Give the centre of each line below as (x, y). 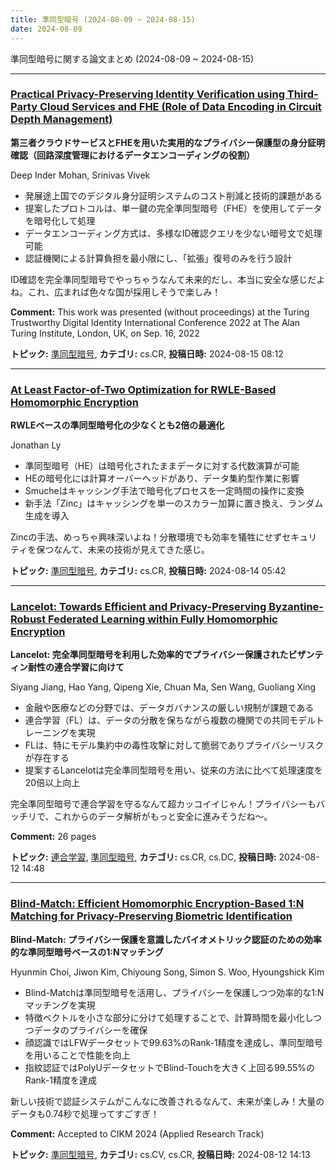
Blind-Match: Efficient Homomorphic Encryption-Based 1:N (157, 904)
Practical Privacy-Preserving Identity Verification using (147, 94)
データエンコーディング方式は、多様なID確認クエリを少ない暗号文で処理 (173, 233)
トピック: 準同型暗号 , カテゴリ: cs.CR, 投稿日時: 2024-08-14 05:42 (148, 571)
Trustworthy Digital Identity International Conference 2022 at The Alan (155, 322)
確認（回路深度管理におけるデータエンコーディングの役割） (133, 155)
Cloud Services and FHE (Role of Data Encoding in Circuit (180, 107)
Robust (28, 619)
